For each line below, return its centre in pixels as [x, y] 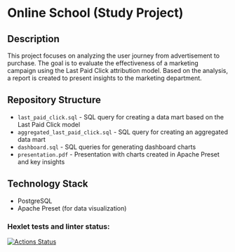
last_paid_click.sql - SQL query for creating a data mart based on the [121, 117]
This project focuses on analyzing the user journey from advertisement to [113, 55]
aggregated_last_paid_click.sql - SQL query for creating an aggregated [122, 132]
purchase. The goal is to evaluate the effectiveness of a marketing [103, 63]
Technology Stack [48, 184]
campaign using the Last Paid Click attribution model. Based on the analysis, [118, 71]
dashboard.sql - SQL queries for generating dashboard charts [107, 147]
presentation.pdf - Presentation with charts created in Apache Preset [118, 154]
